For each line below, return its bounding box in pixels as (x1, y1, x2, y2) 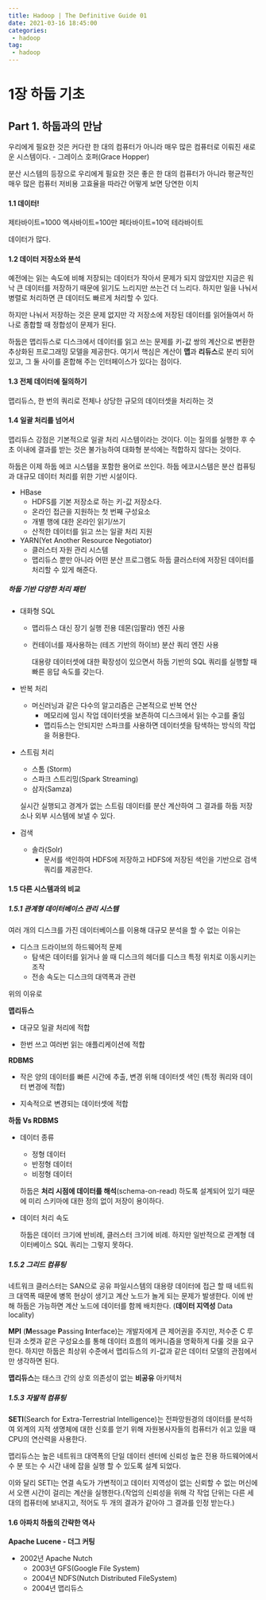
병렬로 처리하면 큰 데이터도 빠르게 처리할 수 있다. (8, 293, 159, 303)
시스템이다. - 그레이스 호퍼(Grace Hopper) (16, 152, 150, 161)
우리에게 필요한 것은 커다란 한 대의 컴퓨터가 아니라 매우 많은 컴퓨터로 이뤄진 (8, 142, 241, 151)
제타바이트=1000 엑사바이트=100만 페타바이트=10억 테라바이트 (8, 218, 204, 227)
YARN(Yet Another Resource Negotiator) (19, 535, 152, 545)
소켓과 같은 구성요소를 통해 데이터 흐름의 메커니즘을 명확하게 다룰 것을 (22, 1337, 240, 1346)
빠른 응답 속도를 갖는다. (31, 666, 105, 676)
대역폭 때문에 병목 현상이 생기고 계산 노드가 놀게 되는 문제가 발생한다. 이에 (16, 1291, 245, 1301)
